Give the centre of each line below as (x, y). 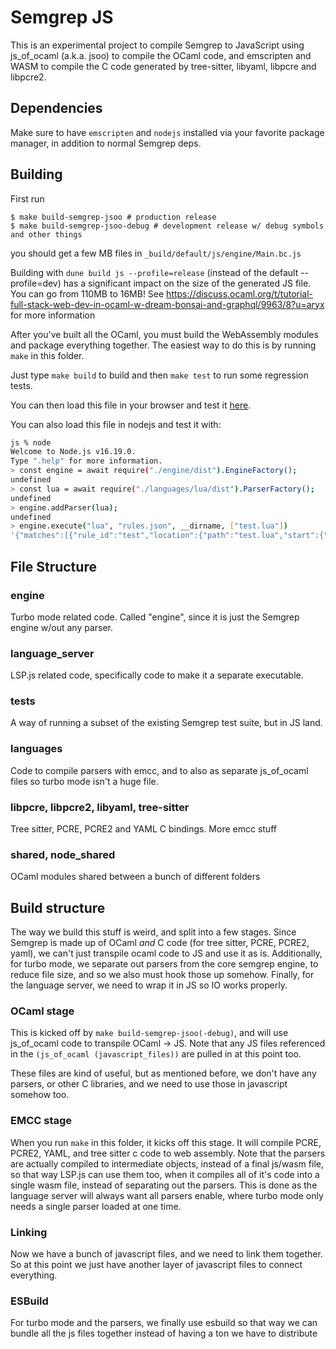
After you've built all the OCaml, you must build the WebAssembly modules (164, 334)
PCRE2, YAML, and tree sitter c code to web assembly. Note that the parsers (168, 1153)
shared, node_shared (63, 854)
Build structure (58, 907)
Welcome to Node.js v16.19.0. (73, 452)
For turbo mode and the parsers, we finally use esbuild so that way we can (164, 1323)
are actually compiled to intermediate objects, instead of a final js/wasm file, (167, 1163)
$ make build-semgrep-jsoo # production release (113, 217)
